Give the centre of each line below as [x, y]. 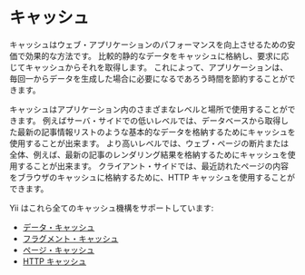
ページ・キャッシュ [59, 250]
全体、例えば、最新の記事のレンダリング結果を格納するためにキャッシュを [148, 154]
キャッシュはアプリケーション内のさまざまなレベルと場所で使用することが [148, 109]
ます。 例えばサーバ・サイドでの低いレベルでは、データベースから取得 [149, 120]
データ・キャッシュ [59, 227]
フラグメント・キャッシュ [70, 238]
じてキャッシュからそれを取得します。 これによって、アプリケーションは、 [149, 67]
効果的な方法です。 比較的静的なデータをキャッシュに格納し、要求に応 [157, 55]
